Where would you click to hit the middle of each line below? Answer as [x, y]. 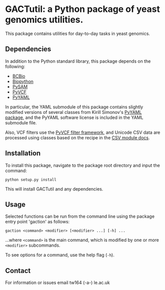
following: [15, 66]
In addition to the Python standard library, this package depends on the [78, 61]
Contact [18, 270]
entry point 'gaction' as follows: [37, 222]
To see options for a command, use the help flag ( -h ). [60, 255]
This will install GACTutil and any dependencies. [54, 189]
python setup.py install [31, 180]
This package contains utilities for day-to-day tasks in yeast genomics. [78, 33]
